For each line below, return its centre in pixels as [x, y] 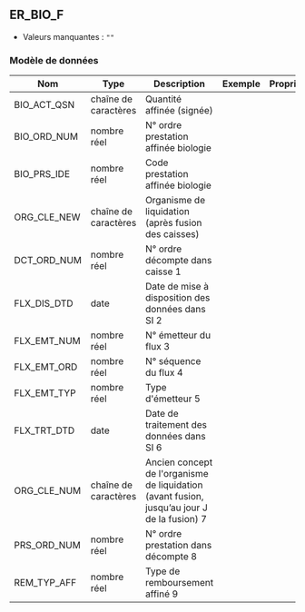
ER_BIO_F [37, 15]
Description [180, 84]
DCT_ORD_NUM [48, 261]
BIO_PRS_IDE [42, 174]
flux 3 [157, 347]
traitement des [176, 425]
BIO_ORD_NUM [46, 137]
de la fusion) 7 [176, 519]
